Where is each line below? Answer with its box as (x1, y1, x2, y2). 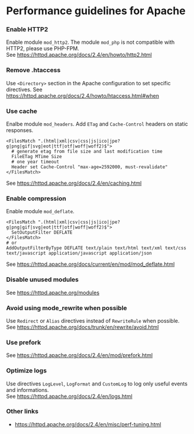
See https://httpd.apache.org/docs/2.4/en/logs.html (6, 393, 133, 400)
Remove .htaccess (6, 66, 61, 75)
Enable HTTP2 (6, 25, 48, 34)
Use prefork (6, 338, 41, 346)
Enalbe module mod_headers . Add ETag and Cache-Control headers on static (6, 120, 188, 128)
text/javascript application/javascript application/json (6, 250, 152, 256)
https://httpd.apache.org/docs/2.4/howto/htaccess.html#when (6, 92, 160, 99)
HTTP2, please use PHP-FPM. (6, 45, 80, 52)
